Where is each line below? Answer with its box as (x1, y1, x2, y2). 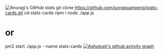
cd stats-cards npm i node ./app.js (24, 10, 94, 16)
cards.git (5, 10, 23, 16)
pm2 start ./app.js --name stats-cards (5, 43, 82, 49)
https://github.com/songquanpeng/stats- (75, 5, 158, 10)
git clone (56, 5, 74, 10)
